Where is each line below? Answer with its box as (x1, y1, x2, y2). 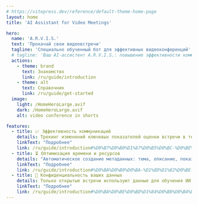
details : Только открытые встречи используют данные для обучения (16, 178, 183, 184)
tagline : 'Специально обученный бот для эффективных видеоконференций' (11, 47, 192, 53)
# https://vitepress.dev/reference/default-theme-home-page (6, 8, 157, 15)
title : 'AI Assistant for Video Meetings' (6, 19, 112, 25)
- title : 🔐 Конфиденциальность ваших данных (11, 172, 123, 179)
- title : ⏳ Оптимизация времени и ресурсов (11, 150, 121, 156)
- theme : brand (16, 63, 54, 69)
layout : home (6, 14, 38, 20)
